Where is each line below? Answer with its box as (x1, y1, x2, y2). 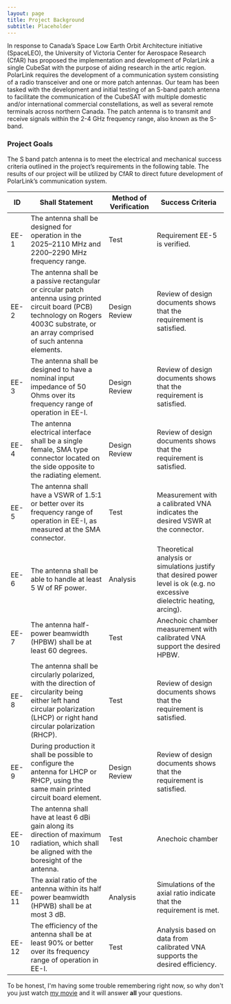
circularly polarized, (30, 670, 95, 679)
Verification (109, 201, 149, 211)
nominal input (30, 373, 75, 382)
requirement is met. (157, 905, 220, 915)
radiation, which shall (30, 838, 100, 848)
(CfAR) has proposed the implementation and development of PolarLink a (7, 56, 214, 65)
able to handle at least (30, 574, 102, 584)
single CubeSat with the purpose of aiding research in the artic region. (7, 63, 206, 72)
